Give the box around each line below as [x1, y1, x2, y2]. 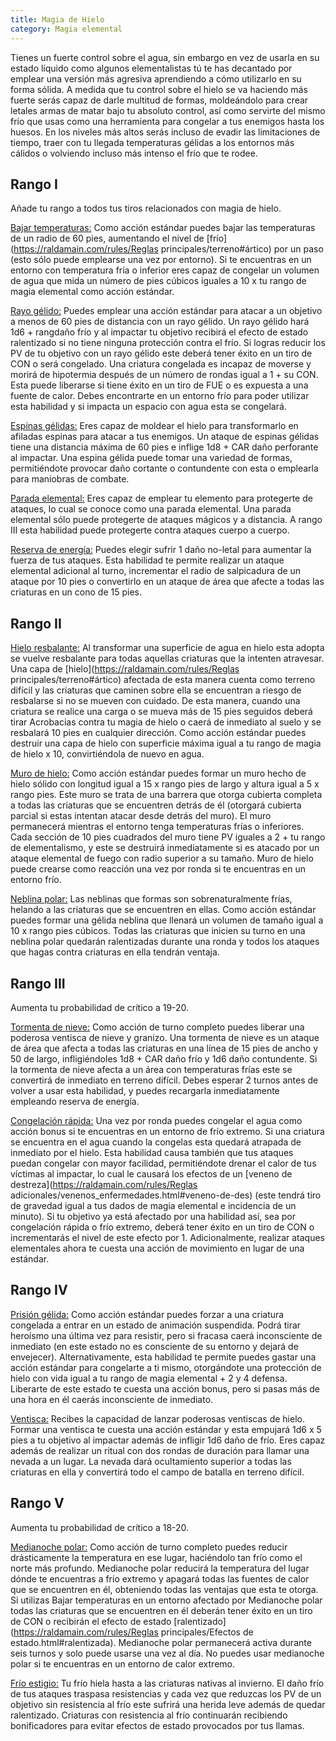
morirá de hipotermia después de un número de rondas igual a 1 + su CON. [10, 369, 319, 381]
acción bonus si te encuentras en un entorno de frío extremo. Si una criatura [10, 1125, 325, 1137]
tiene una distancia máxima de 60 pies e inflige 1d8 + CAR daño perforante [10, 441, 319, 453]
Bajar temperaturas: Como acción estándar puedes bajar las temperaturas [10, 222, 316, 234]
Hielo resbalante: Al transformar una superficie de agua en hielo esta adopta [10, 642, 325, 654]
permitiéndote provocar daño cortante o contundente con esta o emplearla [10, 462, 319, 475]
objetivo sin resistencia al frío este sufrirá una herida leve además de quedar [10, 1698, 326, 1710]
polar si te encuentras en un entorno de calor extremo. [10, 1657, 235, 1670]
